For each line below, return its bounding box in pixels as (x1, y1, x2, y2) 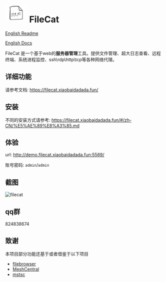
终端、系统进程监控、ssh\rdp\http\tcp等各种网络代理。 (5, 56, 117, 62)
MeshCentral (12, 266, 39, 272)
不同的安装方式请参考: (5, 117, 51, 123)
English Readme (5, 30, 38, 36)
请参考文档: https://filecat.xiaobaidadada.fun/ (5, 86, 98, 93)
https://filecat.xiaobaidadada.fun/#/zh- (51, 117, 131, 123)
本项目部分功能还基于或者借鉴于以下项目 (5, 251, 88, 257)
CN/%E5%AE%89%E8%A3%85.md (5, 122, 80, 128)
